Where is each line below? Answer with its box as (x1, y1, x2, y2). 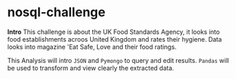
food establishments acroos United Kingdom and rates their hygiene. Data (7, 35, 222, 43)
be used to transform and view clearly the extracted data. (7, 63, 175, 72)
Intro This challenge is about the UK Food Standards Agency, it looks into (7, 28, 221, 36)
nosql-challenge (7, 4, 106, 20)
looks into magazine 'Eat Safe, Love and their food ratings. (7, 42, 177, 51)
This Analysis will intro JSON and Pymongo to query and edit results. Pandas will (7, 56, 229, 64)
